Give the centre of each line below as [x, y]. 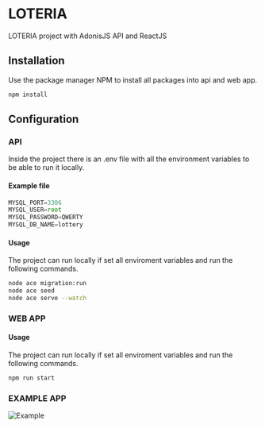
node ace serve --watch [48, 298]
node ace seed [32, 291]
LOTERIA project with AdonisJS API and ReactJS [88, 36]
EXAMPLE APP [37, 398]
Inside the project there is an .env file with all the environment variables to [129, 159]
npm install [28, 94]
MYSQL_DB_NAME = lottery [46, 225]
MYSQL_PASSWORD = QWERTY [46, 218]
